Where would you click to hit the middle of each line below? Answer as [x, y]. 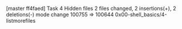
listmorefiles [21, 21]
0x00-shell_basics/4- [141, 14]
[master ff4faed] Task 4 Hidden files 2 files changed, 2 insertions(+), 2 [91, 8]
